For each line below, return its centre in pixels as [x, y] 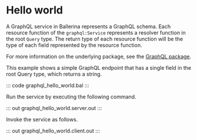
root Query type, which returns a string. [54, 74]
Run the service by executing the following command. [71, 97]
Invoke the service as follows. [42, 119]
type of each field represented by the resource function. [74, 45]
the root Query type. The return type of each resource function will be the [95, 39]
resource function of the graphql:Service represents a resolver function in [96, 32]
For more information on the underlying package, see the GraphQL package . [99, 56]
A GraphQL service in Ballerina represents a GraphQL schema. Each [89, 26]
